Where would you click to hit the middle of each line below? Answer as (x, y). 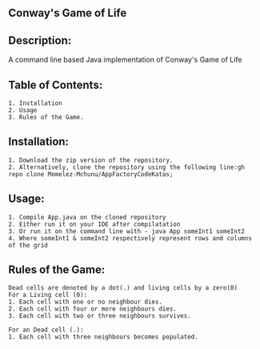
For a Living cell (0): (48, 295)
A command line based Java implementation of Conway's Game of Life (125, 60)
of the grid (28, 245)
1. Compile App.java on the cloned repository (87, 217)
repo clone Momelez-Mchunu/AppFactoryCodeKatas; (91, 174)
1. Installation (35, 103)
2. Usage (23, 110)
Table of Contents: (56, 84)
